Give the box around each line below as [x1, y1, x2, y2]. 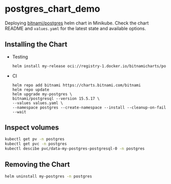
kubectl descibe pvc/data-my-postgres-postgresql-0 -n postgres [5, 146, 145, 151]
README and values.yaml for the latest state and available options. [5, 25, 146, 31]
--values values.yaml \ [12, 100, 63, 106]
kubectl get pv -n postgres [5, 137, 65, 142]
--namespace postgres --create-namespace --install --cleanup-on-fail [12, 105, 166, 110]
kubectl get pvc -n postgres [5, 141, 67, 147]
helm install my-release [12, 63, 66, 69]
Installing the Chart [5, 40, 68, 49]
